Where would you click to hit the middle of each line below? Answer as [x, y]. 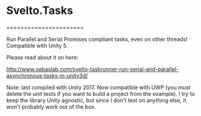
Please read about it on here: [43, 57]
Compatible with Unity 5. [37, 46]
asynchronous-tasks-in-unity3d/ [47, 75]
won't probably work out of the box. [51, 106]
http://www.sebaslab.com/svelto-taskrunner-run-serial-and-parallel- [93, 69]
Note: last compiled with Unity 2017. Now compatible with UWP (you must [98, 87]
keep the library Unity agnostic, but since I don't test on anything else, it [96, 100]
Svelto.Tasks [40, 11]
